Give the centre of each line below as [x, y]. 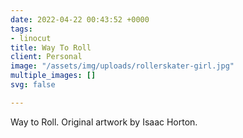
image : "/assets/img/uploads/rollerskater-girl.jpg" [122, 66]
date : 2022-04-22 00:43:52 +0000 [80, 19]
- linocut [31, 38]
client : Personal [46, 57]
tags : [21, 29]
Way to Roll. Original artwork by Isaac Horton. [104, 122]
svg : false [33, 85]
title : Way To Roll [51, 47]
